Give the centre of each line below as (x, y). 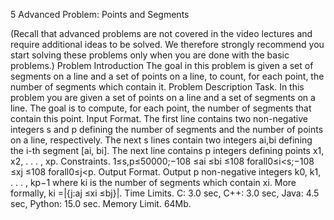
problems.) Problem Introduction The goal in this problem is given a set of (162, 65)
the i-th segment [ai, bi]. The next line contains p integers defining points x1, (167, 150)
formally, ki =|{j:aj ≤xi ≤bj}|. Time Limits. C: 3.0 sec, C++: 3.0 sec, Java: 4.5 (165, 193)
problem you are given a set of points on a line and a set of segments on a (163, 97)
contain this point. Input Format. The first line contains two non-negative (159, 118)
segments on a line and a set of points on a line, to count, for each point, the (167, 76)
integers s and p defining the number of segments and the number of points (167, 129)
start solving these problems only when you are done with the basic (150, 55)
